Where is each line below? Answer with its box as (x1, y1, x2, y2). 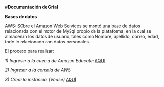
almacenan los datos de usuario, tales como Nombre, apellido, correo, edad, (5, 34, 159, 39)
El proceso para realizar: (5, 48, 55, 54)
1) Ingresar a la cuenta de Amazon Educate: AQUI (5, 58, 106, 63)
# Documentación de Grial (5, 4, 58, 10)
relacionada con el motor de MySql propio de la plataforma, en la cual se (5, 28, 152, 34)
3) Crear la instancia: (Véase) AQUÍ (5, 77, 77, 82)
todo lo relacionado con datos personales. (5, 39, 90, 44)
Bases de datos (5, 14, 37, 19)
